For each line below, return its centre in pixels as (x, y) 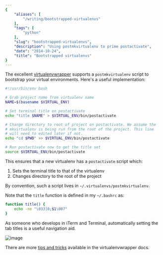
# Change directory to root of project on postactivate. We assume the (81, 125)
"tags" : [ (24, 28)
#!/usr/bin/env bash (27, 89)
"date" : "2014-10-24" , (37, 51)
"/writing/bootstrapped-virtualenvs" (62, 19)
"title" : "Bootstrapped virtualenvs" (53, 56)
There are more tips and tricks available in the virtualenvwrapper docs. (77, 247)
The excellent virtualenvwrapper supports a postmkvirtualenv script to (77, 74)
